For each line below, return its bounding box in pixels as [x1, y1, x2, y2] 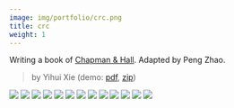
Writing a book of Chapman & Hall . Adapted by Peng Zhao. [9, 55, 226, 66]
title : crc [9, 22, 50, 31]
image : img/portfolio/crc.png [9, 13, 123, 22]
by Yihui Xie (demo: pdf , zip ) [30, 72, 136, 83]
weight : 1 [9, 30, 47, 39]
